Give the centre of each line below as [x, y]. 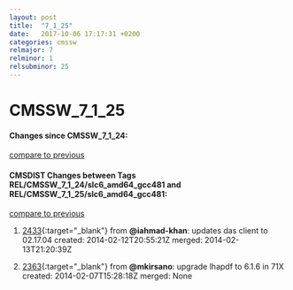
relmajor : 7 [31, 50]
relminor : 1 [31, 58]
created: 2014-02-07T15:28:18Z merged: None [107, 276]
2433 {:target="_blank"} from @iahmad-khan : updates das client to [145, 231]
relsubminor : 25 [39, 67]
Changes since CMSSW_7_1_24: [69, 135]
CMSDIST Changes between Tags [73, 175]
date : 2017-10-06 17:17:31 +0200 [75, 34]
